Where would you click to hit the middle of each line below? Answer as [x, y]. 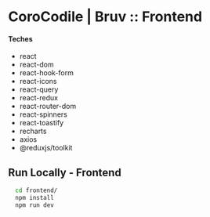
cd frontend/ [36, 191]
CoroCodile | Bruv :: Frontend [105, 17]
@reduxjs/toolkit [46, 148]
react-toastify [42, 123]
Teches [20, 38]
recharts [33, 131]
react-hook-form [47, 73]
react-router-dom [48, 107]
